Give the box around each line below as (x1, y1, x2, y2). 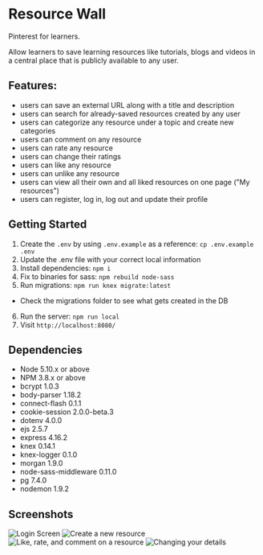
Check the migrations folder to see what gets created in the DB (19, 295, 229, 306)
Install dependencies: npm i (19, 263, 111, 273)
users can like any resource (19, 160, 111, 170)
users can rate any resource (19, 142, 114, 153)
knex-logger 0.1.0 (19, 450, 78, 459)
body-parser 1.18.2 (19, 390, 82, 400)
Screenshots (8, 508, 74, 521)
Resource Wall (8, 5, 107, 23)
